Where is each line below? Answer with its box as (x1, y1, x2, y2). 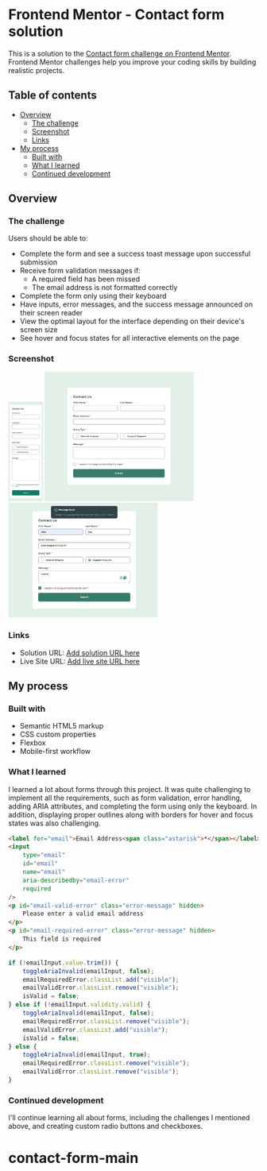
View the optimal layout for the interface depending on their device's (19, 316, 245, 327)
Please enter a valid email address (22, 910, 145, 918)
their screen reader (19, 308, 83, 318)
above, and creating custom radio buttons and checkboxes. (8, 1122, 203, 1131)
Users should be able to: (8, 234, 89, 243)
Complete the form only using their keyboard (19, 292, 167, 301)
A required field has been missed (31, 274, 141, 284)
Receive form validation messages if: (19, 266, 141, 276)
